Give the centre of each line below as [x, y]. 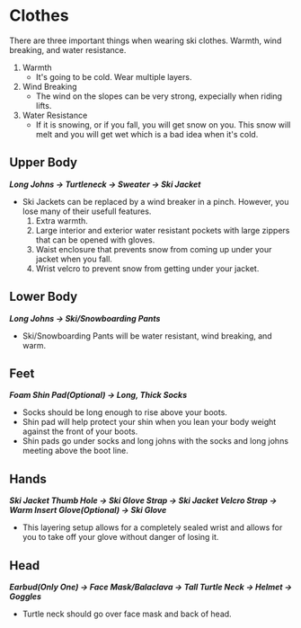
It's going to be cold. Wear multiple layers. [114, 76]
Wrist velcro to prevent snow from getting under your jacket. [147, 268]
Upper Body [44, 163]
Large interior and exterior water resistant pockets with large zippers [163, 230]
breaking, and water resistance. [68, 49]
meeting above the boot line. [75, 451]
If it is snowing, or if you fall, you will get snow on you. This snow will [163, 124]
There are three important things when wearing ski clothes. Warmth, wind [146, 40]
